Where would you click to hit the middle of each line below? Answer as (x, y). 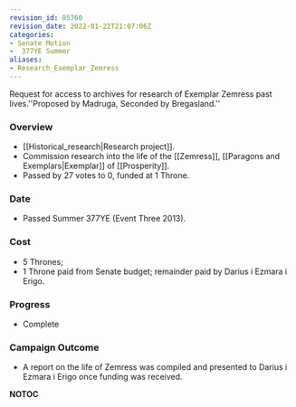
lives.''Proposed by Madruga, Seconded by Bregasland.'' (115, 103)
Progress (30, 304)
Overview (31, 127)
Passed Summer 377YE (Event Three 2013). (104, 219)
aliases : (26, 60)
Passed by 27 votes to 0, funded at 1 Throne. (106, 175)
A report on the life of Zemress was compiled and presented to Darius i (155, 367)
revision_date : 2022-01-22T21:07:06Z (81, 26)
